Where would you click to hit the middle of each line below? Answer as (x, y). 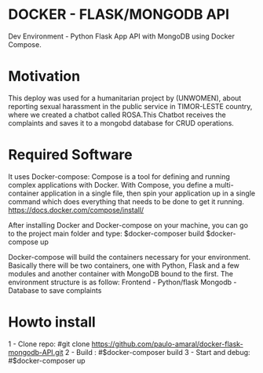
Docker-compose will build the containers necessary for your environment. (130, 257)
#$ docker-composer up (47, 360)
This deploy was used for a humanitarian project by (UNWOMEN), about (125, 98)
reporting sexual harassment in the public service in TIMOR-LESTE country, (130, 106)
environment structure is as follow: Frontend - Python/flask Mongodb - (122, 282)
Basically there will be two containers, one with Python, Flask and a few (124, 265)
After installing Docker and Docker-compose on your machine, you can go (128, 225)
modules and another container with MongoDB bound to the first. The (121, 273)
